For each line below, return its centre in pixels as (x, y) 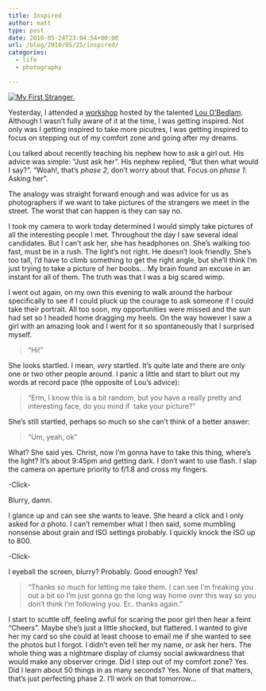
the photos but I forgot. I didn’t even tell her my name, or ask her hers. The (130, 644)
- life (26, 60)
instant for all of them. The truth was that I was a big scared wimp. (116, 277)
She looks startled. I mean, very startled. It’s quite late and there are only (127, 365)
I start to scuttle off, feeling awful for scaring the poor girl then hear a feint (130, 619)
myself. (20, 334)
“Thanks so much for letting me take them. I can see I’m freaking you (141, 587)
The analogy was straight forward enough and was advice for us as (118, 194)
